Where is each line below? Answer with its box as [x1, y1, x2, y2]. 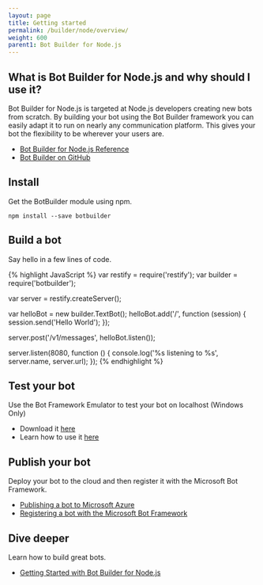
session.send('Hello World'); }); [8, 317, 111, 327]
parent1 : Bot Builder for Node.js [8, 41, 122, 49]
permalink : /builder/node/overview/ [8, 26, 129, 34]
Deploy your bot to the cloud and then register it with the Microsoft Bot [8, 477, 239, 486]
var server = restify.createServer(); [8, 294, 122, 303]
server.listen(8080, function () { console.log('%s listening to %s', [8, 348, 219, 357]
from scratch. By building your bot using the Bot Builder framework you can [8, 112, 254, 121]
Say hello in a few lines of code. [8, 254, 112, 264]
